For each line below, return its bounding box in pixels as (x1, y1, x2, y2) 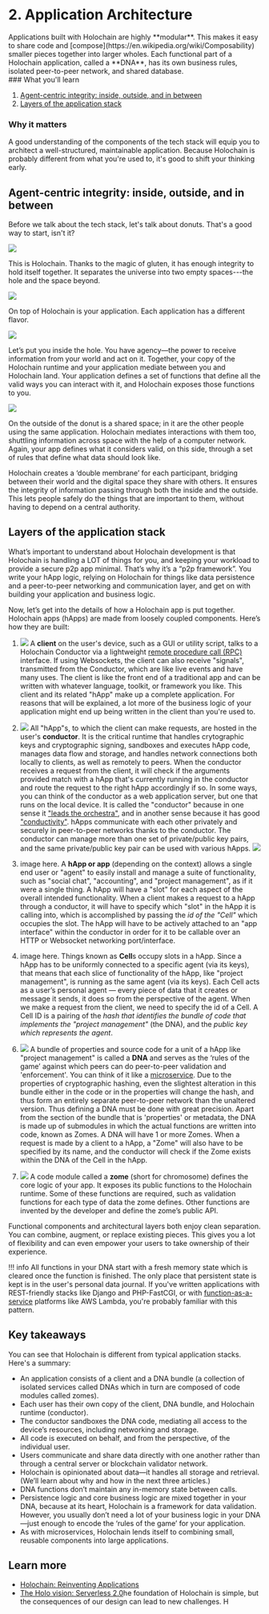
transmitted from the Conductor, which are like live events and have (19, 664, 243, 674)
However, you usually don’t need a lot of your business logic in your (19, 1510, 244, 1519)
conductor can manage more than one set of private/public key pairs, (19, 834, 250, 843)
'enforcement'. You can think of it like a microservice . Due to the (19, 1070, 232, 1079)
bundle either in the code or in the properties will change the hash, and (19, 1086, 255, 1096)
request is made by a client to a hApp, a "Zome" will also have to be (19, 1138, 243, 1147)
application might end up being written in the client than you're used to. (19, 706, 256, 716)
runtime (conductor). (19, 1407, 89, 1417)
